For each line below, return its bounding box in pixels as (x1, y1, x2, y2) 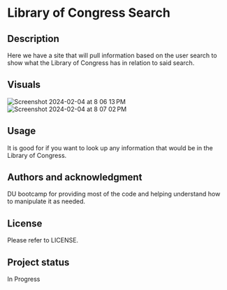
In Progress (7, 275, 41, 284)
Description (7, 33, 59, 45)
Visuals (7, 79, 41, 91)
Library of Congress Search (7, 5, 171, 21)
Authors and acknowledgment (7, 171, 142, 183)
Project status (7, 256, 70, 268)
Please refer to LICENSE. (7, 236, 79, 245)
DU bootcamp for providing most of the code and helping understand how (7, 190, 221, 198)
